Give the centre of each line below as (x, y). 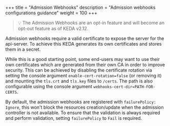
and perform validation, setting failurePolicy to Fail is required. (74, 118)
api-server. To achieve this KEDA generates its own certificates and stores (84, 44)
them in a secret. (23, 49)
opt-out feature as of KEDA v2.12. (53, 28)
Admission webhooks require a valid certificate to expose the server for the (85, 38)
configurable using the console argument (49, 86)
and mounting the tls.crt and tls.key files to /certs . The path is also (79, 81)
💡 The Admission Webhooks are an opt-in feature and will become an (91, 23)
